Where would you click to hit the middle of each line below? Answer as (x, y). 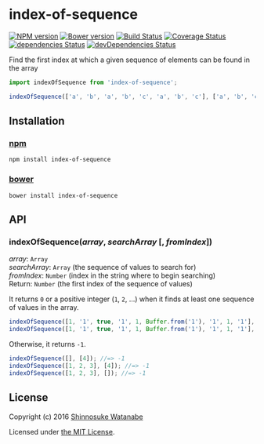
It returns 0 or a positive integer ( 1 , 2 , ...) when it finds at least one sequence (132, 299)
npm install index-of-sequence (60, 160)
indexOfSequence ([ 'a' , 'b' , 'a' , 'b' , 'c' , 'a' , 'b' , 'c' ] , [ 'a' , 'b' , (128, 96)
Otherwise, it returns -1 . (47, 344)
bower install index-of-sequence (63, 195)
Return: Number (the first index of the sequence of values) (101, 284)
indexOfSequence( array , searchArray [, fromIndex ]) (110, 242)
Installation (37, 121)
